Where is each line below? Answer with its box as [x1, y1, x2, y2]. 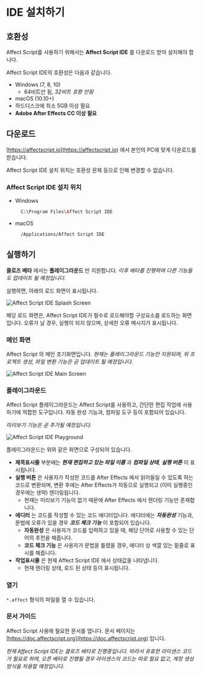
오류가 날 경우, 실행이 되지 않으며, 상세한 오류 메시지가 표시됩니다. [24, 319, 178, 326]
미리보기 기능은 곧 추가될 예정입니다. [6, 422, 92, 429]
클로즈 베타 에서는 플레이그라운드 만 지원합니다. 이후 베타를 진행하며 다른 [6, 267, 177, 274]
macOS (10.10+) [14, 95, 54, 102]
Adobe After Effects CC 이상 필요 [14, 110, 97, 116]
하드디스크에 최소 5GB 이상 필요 [14, 102, 90, 109]
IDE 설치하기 [6, 5, 65, 19]
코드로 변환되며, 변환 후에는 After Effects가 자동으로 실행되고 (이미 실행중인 [14, 481, 193, 489]
